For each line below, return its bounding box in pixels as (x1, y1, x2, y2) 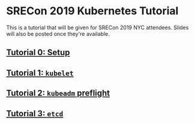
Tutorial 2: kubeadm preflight (6, 88, 110, 98)
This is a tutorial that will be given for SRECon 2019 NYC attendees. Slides (6, 24, 189, 31)
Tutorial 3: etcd (6, 108, 64, 119)
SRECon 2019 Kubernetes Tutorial (6, 4, 179, 18)
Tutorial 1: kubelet (6, 67, 74, 78)
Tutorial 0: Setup (6, 48, 70, 58)
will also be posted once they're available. (6, 30, 110, 37)
